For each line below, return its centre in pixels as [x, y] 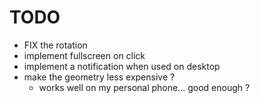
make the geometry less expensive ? [99, 77]
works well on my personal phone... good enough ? [144, 87]
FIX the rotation [55, 45]
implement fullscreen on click [84, 55]
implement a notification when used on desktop [122, 66]
